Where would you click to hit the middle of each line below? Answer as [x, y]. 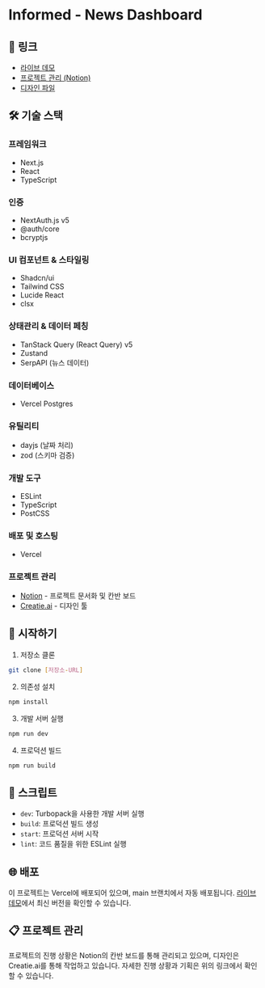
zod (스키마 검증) [47, 455]
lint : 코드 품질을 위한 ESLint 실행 [73, 844]
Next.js [32, 163]
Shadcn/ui [37, 278]
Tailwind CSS [42, 287]
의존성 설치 [38, 686]
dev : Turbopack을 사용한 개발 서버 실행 [82, 813]
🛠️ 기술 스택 [36, 116]
